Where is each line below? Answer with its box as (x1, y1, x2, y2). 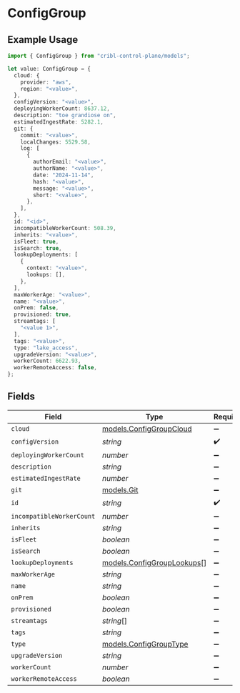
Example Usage (7, 34, 79, 46)
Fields (7, 391, 36, 403)
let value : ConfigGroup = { (7, 65, 91, 72)
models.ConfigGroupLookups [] (102, 557, 207, 567)
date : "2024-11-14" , (33, 171, 94, 179)
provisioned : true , (14, 311, 72, 319)
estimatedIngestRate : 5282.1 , (14, 118, 104, 126)
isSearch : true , (14, 244, 62, 251)
